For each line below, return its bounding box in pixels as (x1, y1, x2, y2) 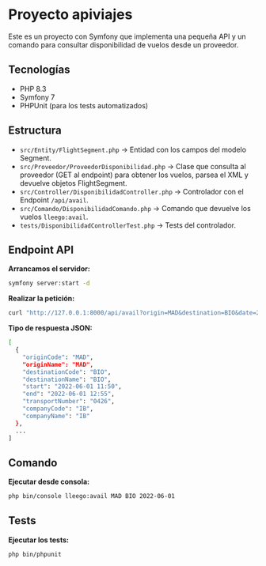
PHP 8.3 (19, 84, 47, 93)
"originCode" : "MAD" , (22, 353, 93, 361)
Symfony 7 (19, 92, 55, 102)
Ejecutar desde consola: (8, 477, 89, 487)
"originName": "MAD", (22, 360, 93, 368)
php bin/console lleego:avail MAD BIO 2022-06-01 (8, 492, 176, 500)
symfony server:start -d (8, 279, 90, 288)
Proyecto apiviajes (8, 6, 133, 24)
